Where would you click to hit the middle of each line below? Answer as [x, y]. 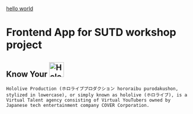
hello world [20, 9]
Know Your [27, 74]
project [24, 45]
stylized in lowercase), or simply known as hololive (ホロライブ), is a [97, 95]
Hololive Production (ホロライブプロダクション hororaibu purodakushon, [92, 89]
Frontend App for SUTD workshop [91, 32]
